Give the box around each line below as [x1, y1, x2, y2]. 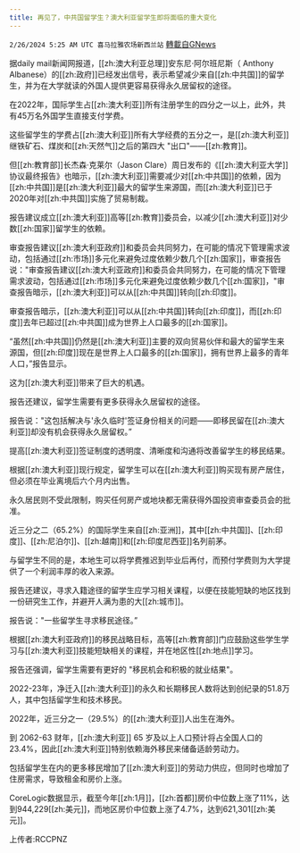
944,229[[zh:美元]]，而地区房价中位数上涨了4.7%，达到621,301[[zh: [16, 803, 268, 814]
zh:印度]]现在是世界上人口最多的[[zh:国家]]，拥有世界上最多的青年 [46, 347, 289, 357]
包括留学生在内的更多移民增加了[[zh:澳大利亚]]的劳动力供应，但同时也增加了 [9, 762, 290, 773]
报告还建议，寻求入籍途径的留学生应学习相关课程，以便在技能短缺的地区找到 [9, 584, 291, 595]
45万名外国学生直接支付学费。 [16, 110, 129, 121]
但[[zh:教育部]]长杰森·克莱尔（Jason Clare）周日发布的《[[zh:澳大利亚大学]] [9, 159, 288, 170]
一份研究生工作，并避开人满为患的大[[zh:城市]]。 [9, 596, 189, 606]
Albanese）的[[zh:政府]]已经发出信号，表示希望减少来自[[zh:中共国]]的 [9, 69, 270, 79]
